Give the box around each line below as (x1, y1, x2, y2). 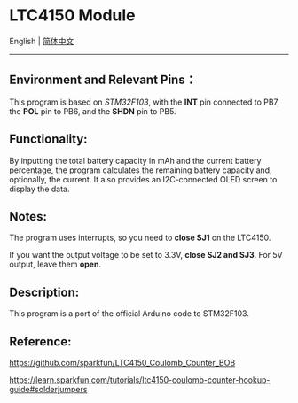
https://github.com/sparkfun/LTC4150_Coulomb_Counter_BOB (9, 358, 236, 368)
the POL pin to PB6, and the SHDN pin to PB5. (9, 105, 176, 116)
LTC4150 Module (9, 5, 136, 26)
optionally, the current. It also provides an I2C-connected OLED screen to (9, 174, 278, 184)
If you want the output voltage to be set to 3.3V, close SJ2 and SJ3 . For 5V (9, 250, 283, 260)
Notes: (9, 209, 47, 224)
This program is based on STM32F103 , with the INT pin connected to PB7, (9, 97, 280, 107)
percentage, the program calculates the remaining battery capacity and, (9, 165, 272, 175)
